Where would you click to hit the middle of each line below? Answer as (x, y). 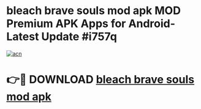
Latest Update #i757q (62, 37)
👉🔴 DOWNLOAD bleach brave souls (100, 80)
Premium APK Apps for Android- (91, 24)
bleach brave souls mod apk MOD (93, 11)
